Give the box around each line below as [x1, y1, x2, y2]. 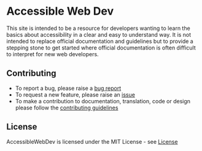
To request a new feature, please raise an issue [15, 90, 135, 98]
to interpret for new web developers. [6, 50, 99, 57]
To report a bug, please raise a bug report [15, 84, 122, 92]
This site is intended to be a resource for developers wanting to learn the [6, 24, 190, 32]
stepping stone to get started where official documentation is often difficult [6, 44, 196, 51]
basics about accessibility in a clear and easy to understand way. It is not [6, 31, 192, 38]
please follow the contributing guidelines [15, 104, 118, 111]
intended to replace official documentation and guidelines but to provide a [6, 37, 193, 45]
